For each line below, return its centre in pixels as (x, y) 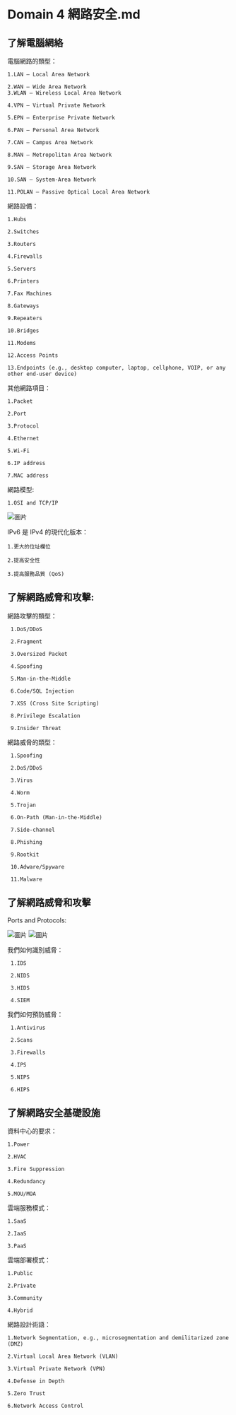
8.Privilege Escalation (45, 716)
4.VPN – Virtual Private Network (57, 105)
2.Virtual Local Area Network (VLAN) (63, 1357)
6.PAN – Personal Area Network (53, 130)
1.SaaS (17, 1221)
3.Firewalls (28, 1052)
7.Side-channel (33, 830)
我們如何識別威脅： (35, 950)
